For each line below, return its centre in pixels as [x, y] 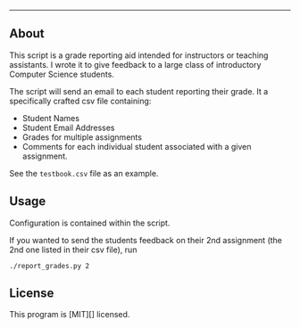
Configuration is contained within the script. [90, 223]
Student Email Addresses [68, 127]
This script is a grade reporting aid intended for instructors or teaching [139, 55]
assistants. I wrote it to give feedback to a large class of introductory [135, 64]
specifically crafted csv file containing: [80, 101]
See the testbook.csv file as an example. [84, 173]
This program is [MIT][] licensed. [70, 315]
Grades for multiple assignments [82, 137]
